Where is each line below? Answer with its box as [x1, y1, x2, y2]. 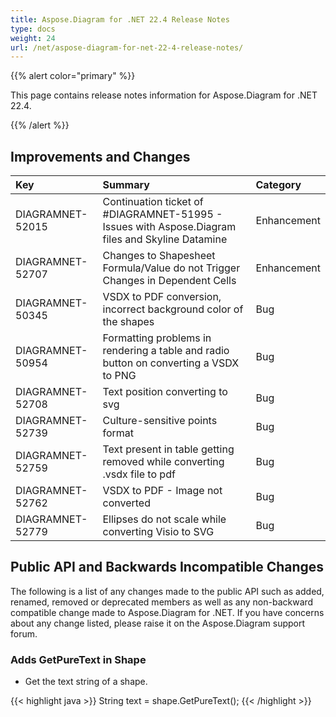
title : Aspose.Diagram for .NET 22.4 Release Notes [10, 14, 230, 25]
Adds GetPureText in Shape [10, 652, 147, 666]
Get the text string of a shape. [24, 676, 148, 688]
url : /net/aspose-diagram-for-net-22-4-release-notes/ [10, 42, 244, 53]
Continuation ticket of [102, 195, 204, 209]
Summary [102, 178, 150, 192]
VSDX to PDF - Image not [102, 484, 223, 498]
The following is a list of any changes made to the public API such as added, [10, 585, 325, 597]
